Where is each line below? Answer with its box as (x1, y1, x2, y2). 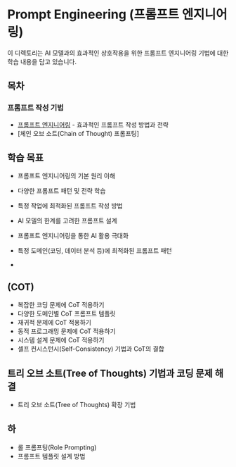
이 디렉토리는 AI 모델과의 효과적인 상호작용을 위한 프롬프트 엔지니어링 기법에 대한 (7, 49, 229, 57)
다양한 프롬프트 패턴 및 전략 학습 (17, 187, 106, 195)
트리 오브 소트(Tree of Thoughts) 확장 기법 (17, 401, 136, 409)
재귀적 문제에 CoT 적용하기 (17, 318, 91, 327)
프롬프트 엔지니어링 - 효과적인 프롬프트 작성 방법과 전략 (17, 120, 169, 129)
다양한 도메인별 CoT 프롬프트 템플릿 (17, 309, 116, 318)
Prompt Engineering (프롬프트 (7, 6, 180, 23)
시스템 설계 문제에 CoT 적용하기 (17, 336, 105, 344)
